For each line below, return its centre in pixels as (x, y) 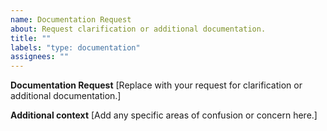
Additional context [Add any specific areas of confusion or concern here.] (164, 115)
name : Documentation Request (71, 19)
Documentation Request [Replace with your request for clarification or (156, 85)
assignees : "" (40, 57)
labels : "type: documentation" (75, 47)
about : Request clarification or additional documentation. (138, 29)
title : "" (31, 38)
